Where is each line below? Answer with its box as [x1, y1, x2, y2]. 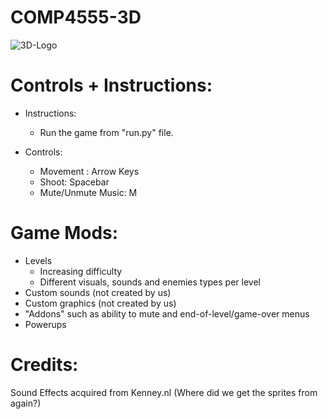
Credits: [10, 354, 79, 376]
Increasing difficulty [39, 265, 123, 277]
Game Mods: [10, 222, 119, 245]
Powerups [24, 318, 67, 330]
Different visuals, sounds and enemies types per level [39, 276, 261, 288]
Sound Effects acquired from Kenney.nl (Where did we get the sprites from [10, 386, 318, 398]
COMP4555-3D [10, 6, 142, 29]
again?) [10, 397, 42, 409]
